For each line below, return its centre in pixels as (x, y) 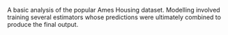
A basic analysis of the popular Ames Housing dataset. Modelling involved (114, 10)
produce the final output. (43, 24)
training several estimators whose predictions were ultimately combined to (114, 17)
